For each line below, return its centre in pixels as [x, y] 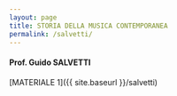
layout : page [33, 17]
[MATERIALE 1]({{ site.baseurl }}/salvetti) [83, 82]
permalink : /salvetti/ [51, 34]
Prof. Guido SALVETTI [50, 62]
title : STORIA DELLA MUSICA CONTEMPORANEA [88, 26]
